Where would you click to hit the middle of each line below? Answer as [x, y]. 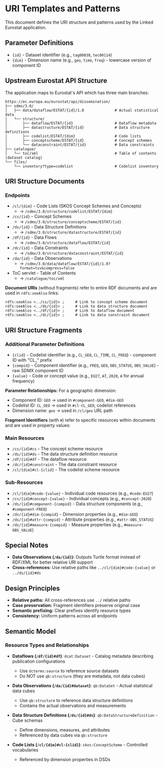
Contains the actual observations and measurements [73, 705]
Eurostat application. [26, 27]
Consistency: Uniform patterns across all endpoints [65, 616]
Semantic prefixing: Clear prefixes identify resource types [71, 610]
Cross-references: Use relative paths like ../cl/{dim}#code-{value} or [84, 568]
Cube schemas [27, 720]
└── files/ [16, 162]
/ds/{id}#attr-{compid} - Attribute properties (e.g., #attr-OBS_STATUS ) [83, 519]
